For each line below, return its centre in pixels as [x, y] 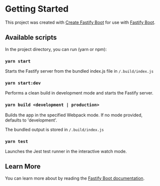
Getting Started [37, 9]
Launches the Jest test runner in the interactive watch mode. [66, 151]
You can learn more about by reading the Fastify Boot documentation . [75, 178]
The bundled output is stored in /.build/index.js [54, 129]
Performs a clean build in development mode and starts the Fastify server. [79, 93]
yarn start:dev [23, 83]
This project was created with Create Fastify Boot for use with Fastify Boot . [80, 22]
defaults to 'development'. [31, 120]
